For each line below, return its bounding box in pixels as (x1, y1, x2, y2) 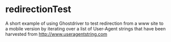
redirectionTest (5, 4, 71, 15)
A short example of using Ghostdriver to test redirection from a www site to (5, 20, 164, 26)
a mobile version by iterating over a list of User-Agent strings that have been (5, 25, 166, 31)
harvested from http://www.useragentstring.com (5, 31, 107, 37)
